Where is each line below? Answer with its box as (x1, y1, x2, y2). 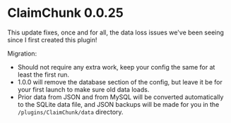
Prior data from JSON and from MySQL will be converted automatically (17, 93, 224, 101)
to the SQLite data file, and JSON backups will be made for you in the (17, 100, 220, 108)
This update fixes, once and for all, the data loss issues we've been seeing (7, 28, 225, 37)
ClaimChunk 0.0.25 (7, 5, 124, 21)
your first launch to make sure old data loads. (17, 85, 150, 93)
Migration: (7, 49, 37, 58)
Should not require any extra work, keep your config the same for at (17, 63, 215, 71)
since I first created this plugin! (7, 35, 97, 44)
